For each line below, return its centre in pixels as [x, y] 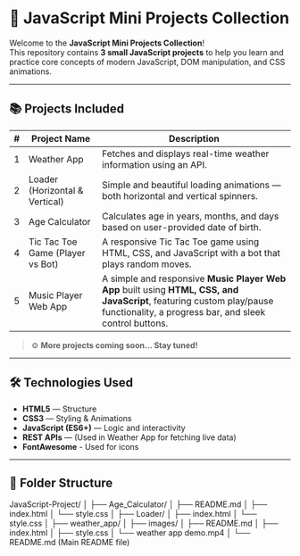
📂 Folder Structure [61, 482]
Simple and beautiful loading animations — [192, 185]
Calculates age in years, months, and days [191, 216]
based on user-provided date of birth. [182, 227]
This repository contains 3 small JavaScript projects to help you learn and [146, 52]
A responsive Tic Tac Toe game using [181, 242]
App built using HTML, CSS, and [171, 289]
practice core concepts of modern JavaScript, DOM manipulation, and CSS [147, 62]
